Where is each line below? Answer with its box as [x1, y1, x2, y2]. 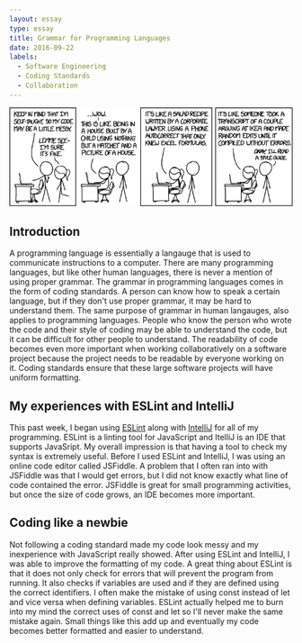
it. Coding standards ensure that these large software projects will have [9, 363, 274, 374]
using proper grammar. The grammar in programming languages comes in [9, 276, 284, 287]
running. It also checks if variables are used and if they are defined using [9, 577, 280, 588]
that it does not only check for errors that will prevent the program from [9, 567, 274, 578]
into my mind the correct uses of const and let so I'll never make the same [9, 606, 283, 617]
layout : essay [9, 14, 63, 23]
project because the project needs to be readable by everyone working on [9, 353, 285, 364]
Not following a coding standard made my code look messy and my [9, 539, 259, 549]
